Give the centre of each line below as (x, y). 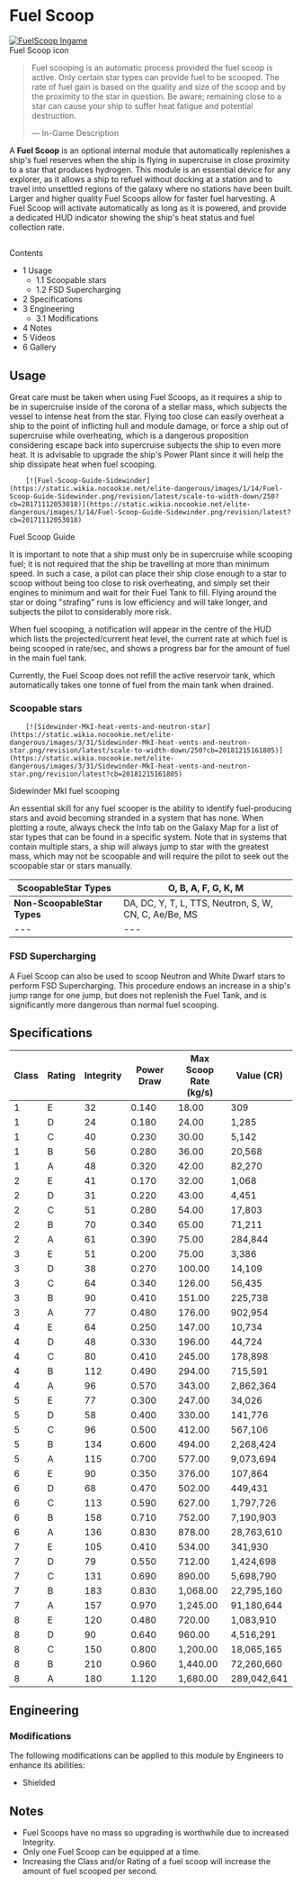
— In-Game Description (75, 132)
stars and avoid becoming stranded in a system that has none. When (137, 818)
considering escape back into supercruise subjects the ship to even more (145, 445)
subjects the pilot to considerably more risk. (91, 612)
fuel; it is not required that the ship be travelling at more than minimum (139, 564)
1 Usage (37, 270)
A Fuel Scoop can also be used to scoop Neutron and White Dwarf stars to (147, 976)
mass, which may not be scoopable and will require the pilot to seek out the (149, 856)
